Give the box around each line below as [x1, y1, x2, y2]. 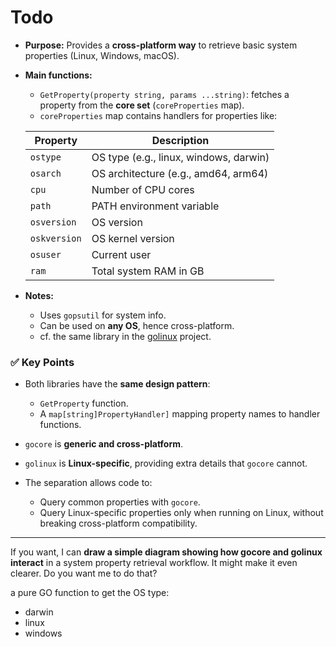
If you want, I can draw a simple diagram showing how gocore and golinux [10, 546, 323, 558]
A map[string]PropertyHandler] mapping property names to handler [39, 408, 321, 420]
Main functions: [24, 69, 93, 81]
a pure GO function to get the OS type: [10, 587, 170, 599]
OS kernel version [91, 231, 175, 245]
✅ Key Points [10, 355, 75, 369]
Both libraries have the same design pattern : [24, 378, 211, 390]
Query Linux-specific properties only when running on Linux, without [39, 507, 324, 519]
